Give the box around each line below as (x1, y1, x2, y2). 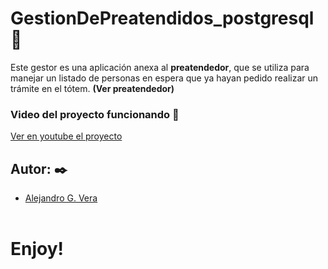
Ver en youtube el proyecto (10, 130, 123, 142)
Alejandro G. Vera (24, 192, 98, 204)
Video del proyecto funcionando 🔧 (10, 107, 180, 121)
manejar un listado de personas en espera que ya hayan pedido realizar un (10, 72, 319, 84)
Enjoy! (10, 238, 65, 261)
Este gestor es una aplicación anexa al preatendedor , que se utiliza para (10, 61, 310, 73)
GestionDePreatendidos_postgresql (10, 7, 315, 30)
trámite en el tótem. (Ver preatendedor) (10, 82, 175, 94)
